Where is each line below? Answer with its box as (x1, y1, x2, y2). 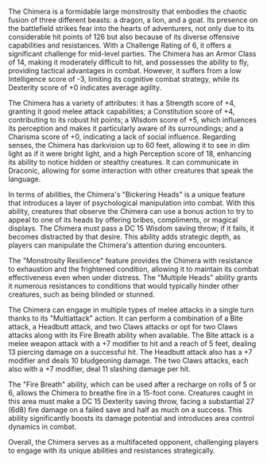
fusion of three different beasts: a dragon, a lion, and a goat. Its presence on (8, 15, 258, 25)
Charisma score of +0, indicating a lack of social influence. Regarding (8, 132, 237, 142)
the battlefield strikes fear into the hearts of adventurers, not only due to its (8, 24, 254, 33)
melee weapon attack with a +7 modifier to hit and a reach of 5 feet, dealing (8, 339, 257, 348)
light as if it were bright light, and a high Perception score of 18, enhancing (8, 149, 252, 158)
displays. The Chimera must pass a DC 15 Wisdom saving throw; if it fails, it (8, 224, 254, 233)
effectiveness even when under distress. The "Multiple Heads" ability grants (8, 273, 258, 282)
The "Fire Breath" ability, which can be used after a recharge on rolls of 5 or (8, 379, 257, 389)
